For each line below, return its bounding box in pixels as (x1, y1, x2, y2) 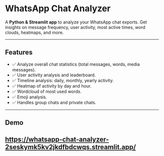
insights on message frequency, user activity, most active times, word (5, 24, 145, 30)
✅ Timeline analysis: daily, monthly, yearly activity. (12, 77, 114, 83)
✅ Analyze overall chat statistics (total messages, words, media (12, 61, 140, 67)
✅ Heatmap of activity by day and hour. (12, 83, 92, 89)
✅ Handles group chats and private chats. (12, 99, 97, 105)
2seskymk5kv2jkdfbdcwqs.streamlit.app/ (5, 143, 136, 151)
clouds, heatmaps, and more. (5, 29, 64, 35)
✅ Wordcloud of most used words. (12, 89, 82, 94)
